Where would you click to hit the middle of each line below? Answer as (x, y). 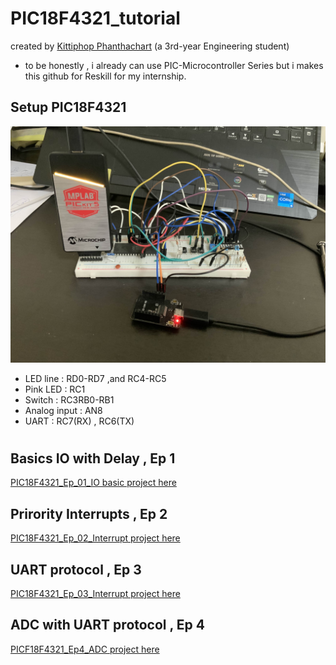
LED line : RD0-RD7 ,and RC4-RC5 (95, 378)
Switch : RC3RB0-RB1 (69, 399)
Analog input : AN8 (63, 410)
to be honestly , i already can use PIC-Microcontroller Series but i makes (174, 65)
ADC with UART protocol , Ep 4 (108, 625)
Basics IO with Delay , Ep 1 (93, 458)
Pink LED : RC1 (55, 389)
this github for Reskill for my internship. (105, 76)
